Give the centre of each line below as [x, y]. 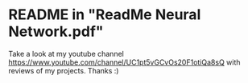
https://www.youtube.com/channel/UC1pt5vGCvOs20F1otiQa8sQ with [124, 62]
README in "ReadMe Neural [105, 15]
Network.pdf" [56, 32]
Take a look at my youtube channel [66, 53]
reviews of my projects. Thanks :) [64, 70]
